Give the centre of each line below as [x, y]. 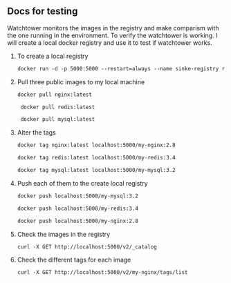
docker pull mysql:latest [58, 119]
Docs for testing [43, 11]
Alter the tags [37, 133]
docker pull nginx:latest [54, 95]
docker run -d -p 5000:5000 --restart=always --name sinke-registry [118, 68]
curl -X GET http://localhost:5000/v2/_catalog [87, 247]
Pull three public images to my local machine [81, 81]
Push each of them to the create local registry [82, 183]
